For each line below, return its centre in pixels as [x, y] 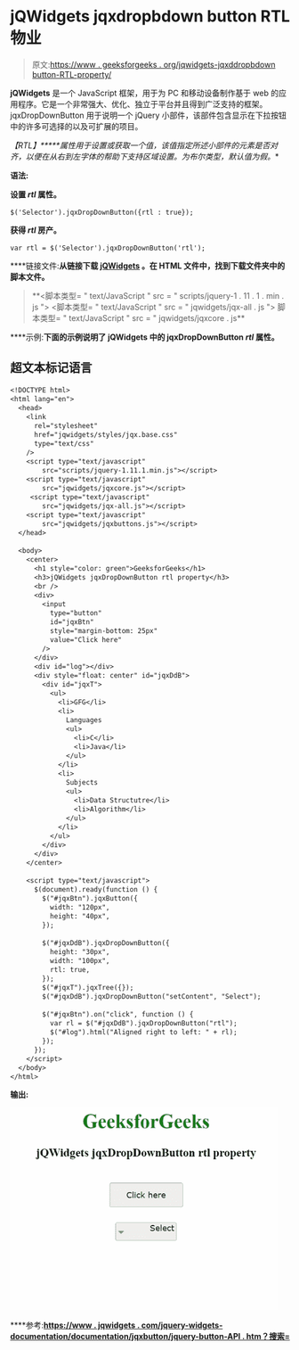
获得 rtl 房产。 [36, 230]
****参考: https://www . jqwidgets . [75, 1325]
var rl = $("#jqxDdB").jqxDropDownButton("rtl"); [144, 1023]
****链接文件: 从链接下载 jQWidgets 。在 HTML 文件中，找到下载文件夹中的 [148, 266]
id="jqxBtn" [72, 621]
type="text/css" [64, 443]
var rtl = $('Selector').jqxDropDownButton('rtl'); [108, 248]
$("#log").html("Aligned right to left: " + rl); [144, 1032]
